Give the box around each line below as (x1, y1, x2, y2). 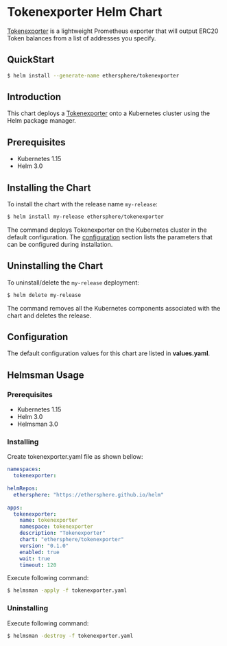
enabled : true (19, 549, 60, 555)
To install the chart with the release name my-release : (7, 200, 158, 208)
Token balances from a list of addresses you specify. (7, 34, 156, 42)
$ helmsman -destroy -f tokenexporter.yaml (7, 632, 134, 639)
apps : (7, 504, 23, 511)
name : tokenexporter (19, 517, 78, 524)
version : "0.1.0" (19, 542, 69, 549)
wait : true (19, 555, 51, 562)
